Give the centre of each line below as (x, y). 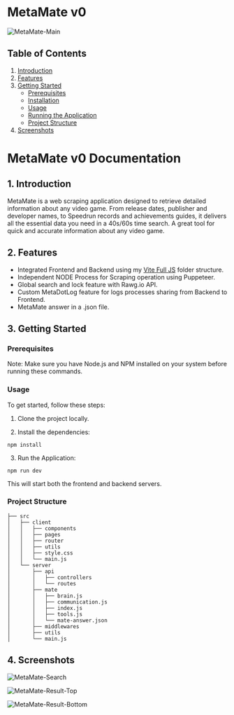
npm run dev (24, 471)
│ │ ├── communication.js (58, 602)
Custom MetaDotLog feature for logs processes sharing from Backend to (122, 292)
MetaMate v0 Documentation (94, 158)
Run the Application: (46, 458)
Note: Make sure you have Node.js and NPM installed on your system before (117, 364)
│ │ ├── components (42, 528)
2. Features (32, 253)
